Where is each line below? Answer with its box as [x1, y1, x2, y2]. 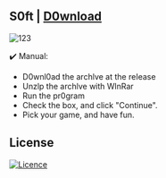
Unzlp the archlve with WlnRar [21, 81, 134, 91]
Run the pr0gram [21, 90, 85, 101]
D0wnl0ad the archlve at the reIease [21, 71, 156, 81]
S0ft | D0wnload [9, 9, 103, 24]
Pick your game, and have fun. [21, 109, 136, 120]
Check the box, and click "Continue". [21, 99, 158, 110]
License [9, 135, 54, 150]
